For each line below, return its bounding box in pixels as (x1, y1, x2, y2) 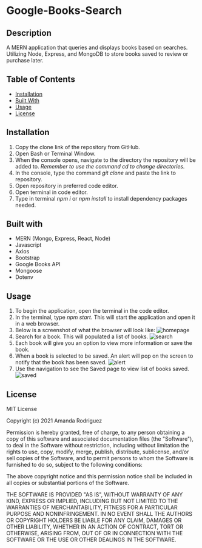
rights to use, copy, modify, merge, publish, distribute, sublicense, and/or (6, 448, 189, 455)
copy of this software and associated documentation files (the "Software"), (6, 435, 194, 443)
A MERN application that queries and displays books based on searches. (6, 44, 188, 51)
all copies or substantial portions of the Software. (6, 480, 129, 487)
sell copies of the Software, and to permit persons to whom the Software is (6, 455, 194, 462)
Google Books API (15, 261, 61, 268)
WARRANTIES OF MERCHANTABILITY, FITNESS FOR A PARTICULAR (6, 504, 178, 511)
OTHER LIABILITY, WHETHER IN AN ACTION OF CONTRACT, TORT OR (6, 523, 183, 530)
